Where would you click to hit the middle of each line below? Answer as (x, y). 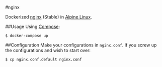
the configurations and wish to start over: (48, 50)
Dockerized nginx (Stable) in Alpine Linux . (49, 17)
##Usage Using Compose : (33, 26)
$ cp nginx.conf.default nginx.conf (44, 59)
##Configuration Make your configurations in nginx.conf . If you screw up (81, 45)
